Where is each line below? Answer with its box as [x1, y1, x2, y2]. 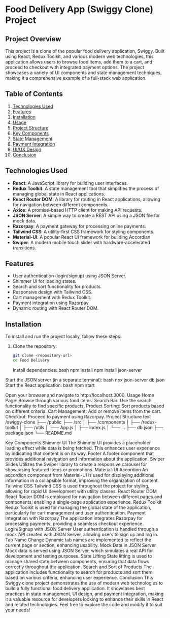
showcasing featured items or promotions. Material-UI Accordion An [5, 467, 148, 473]
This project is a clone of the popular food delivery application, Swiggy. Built [5, 48, 165, 54]
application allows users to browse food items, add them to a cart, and [5, 59, 152, 64]
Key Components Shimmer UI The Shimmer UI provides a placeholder [5, 440, 151, 445]
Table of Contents [5, 90, 63, 99]
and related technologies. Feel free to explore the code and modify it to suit [5, 602, 163, 607]
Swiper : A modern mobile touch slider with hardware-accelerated [12, 239, 150, 245]
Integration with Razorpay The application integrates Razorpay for [5, 515, 143, 521]
